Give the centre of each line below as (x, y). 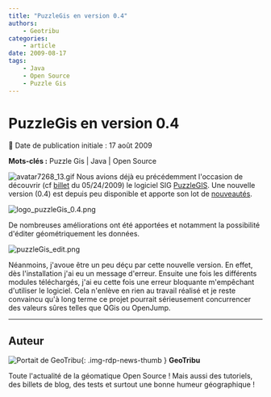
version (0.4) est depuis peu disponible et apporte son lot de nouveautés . (130, 194)
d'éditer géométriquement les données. (74, 234)
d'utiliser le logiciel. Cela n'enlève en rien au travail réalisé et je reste (122, 290)
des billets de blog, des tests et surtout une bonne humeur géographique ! (132, 385)
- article (40, 46)
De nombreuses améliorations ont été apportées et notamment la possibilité (134, 225)
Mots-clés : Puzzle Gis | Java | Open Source (83, 161)
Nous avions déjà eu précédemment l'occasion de (160, 177)
